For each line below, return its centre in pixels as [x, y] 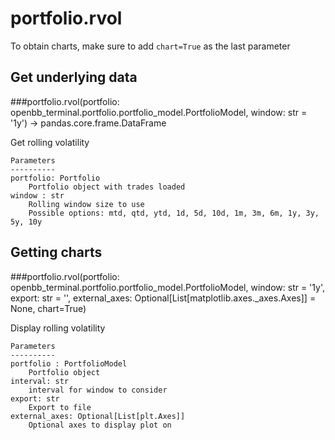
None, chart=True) [48, 308]
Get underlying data [74, 77]
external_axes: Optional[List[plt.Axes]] [98, 416]
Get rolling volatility [50, 142]
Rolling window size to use [86, 204]
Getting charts [56, 252]
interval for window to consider [98, 390]
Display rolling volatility [58, 328]
